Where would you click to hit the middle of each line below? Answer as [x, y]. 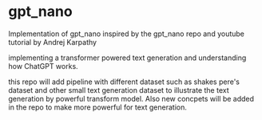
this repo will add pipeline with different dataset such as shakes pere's [124, 82]
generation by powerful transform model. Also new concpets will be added [131, 98]
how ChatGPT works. [43, 66]
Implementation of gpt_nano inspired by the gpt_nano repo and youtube [127, 34]
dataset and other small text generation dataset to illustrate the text [119, 90]
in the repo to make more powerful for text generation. [98, 107]
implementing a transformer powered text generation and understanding [127, 58]
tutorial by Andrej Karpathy [53, 42]
